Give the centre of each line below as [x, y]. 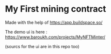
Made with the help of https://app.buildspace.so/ [54, 22]
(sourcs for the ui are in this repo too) [42, 46]
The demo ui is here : [26, 32]
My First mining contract [56, 9]
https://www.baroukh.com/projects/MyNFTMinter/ [55, 37]
